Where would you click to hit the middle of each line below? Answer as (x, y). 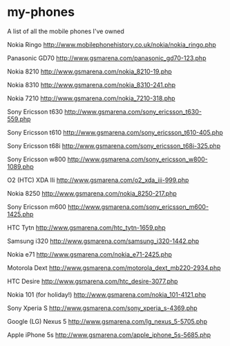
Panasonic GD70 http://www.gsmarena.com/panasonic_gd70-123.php (107, 58)
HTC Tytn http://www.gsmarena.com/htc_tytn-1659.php (86, 227)
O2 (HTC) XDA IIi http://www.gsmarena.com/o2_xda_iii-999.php (98, 180)
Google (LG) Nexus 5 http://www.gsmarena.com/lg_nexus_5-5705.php (107, 321)
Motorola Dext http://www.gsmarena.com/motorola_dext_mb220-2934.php (114, 268)
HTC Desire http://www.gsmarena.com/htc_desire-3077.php (93, 281)
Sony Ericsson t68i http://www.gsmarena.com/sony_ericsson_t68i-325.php (114, 145)
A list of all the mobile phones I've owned (66, 31)
